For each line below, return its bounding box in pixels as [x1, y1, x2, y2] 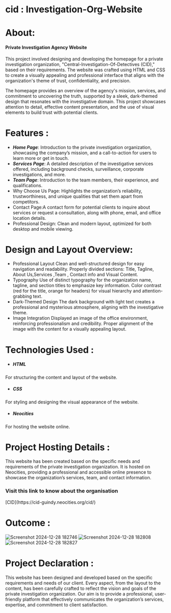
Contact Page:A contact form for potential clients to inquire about [12, 204, 151, 210]
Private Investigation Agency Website [5, 44, 87, 50]
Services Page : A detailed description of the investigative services [12, 160, 154, 167]
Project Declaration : [5, 557, 94, 569]
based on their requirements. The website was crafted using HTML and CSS [5, 67, 165, 73]
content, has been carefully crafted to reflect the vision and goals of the [5, 585, 157, 591]
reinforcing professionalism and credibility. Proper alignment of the [12, 320, 154, 326]
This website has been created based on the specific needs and [5, 458, 140, 464]
